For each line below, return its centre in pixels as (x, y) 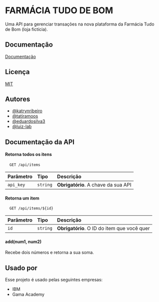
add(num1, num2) (23, 241)
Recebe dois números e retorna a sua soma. (50, 252)
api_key (16, 185)
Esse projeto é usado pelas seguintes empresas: (54, 280)
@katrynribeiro (27, 111)
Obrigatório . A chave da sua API (94, 185)
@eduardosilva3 (29, 121)
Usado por (21, 268)
